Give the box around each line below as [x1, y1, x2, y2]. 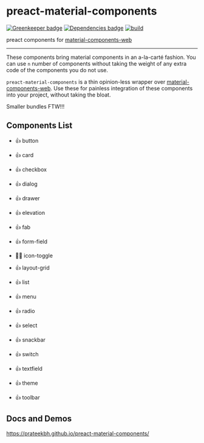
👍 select [15, 322, 38, 329]
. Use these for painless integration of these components [50, 84, 193, 92]
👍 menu [15, 293, 36, 300]
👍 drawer [15, 194, 41, 201]
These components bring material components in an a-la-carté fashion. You [6, 53, 196, 61]
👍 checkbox [15, 166, 47, 173]
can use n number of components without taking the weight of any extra [6, 59, 187, 67]
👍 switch [15, 350, 39, 357]
